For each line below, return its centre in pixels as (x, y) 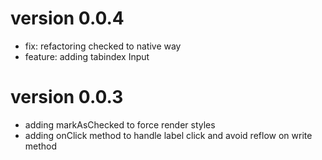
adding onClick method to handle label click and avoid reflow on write (168, 135)
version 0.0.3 (67, 97)
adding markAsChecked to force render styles (120, 124)
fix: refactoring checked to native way (103, 46)
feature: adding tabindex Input (87, 56)
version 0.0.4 (67, 18)
